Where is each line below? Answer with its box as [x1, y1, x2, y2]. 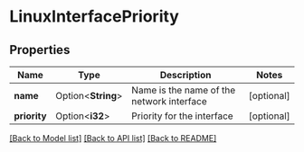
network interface [130, 95, 207, 107]
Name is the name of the [130, 84, 236, 96]
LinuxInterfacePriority [9, 6, 179, 27]
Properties [9, 42, 71, 58]
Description [159, 69, 212, 81]
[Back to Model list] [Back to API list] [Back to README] [9, 133, 217, 143]
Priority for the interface [130, 110, 233, 122]
